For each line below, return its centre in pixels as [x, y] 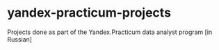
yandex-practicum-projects [89, 13]
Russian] [20, 39]
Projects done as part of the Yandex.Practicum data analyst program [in [110, 32]
